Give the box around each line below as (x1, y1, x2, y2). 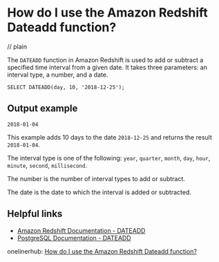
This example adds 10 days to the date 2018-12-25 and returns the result (7, 133, 212, 141)
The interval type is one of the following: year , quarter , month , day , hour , (7, 153, 211, 162)
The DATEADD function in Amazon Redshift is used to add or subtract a (7, 55, 204, 64)
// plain (7, 42, 28, 50)
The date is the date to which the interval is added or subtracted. (7, 188, 192, 196)
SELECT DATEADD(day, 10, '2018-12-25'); (7, 84, 126, 91)
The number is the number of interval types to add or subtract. (7, 174, 185, 183)
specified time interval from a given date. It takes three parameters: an (7, 63, 207, 71)
